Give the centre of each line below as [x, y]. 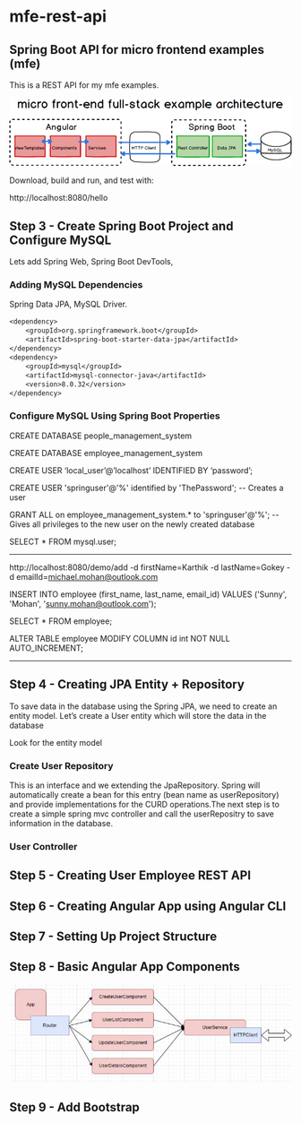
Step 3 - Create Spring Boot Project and [121, 226]
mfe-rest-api [58, 17]
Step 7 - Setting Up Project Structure [113, 936]
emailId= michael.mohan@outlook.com [87, 576]
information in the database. [61, 823]
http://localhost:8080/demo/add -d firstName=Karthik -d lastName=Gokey [147, 567]
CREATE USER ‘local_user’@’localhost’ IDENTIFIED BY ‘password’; [131, 470]
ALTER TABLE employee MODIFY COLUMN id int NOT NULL [120, 638]
